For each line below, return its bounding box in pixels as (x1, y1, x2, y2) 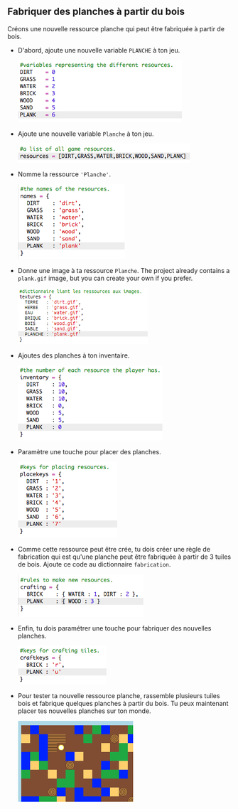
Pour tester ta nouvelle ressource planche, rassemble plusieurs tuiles (17, 691, 220, 700)
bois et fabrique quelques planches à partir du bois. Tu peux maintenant (17, 699, 229, 707)
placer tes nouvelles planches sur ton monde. (17, 707, 151, 715)
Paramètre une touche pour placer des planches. (17, 447, 161, 456)
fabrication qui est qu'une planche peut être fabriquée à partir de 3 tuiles (17, 552, 232, 561)
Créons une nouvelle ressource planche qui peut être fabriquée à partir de (7, 24, 225, 33)
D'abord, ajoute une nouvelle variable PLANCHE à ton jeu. (17, 45, 180, 54)
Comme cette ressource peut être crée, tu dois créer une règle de (17, 545, 211, 553)
